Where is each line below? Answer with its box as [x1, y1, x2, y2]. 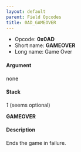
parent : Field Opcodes [6, 14, 62, 20]
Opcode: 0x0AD [14, 36, 55, 43]
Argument [6, 61, 32, 68]
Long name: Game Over [14, 48, 72, 55]
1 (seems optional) [6, 101, 51, 108]
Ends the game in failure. [6, 139, 66, 146]
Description [6, 126, 36, 133]
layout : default [6, 8, 46, 15]
